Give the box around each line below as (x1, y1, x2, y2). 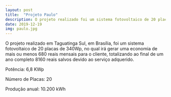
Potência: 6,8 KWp (5, 67, 44, 73)
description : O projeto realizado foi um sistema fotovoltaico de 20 (5, 17, 156, 22)
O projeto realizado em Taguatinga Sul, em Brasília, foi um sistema (5, 40, 144, 46)
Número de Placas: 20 (5, 76, 52, 82)
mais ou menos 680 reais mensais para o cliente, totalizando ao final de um (5, 51, 164, 57)
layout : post (5, 7, 33, 13)
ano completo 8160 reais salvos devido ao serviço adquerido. (5, 56, 134, 62)
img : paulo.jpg (5, 26, 38, 31)
